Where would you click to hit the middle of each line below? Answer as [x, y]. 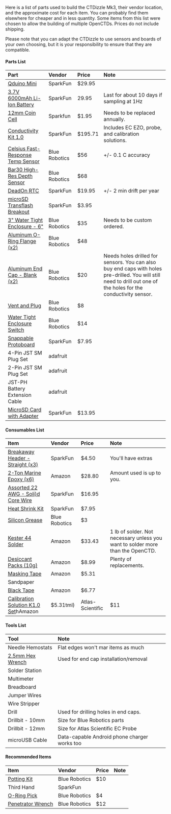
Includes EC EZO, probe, [133, 128]
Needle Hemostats [30, 647]
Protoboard [21, 345]
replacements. [127, 565]
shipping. [15, 29]
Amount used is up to [136, 473]
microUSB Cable [27, 740]
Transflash [21, 205]
